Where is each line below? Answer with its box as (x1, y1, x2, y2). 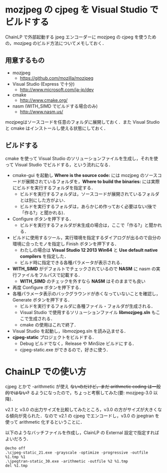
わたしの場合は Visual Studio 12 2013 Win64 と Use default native (19, 247, 158, 253)
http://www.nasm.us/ (19, 109, 63, 115)
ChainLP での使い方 (5, 366, 87, 377)
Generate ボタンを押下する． (12, 297, 72, 303)
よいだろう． (5, 436, 31, 442)
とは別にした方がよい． (19, 197, 68, 203)
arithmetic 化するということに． (19, 419, 85, 425)
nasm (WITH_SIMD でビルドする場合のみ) (12, 103, 98, 109)
